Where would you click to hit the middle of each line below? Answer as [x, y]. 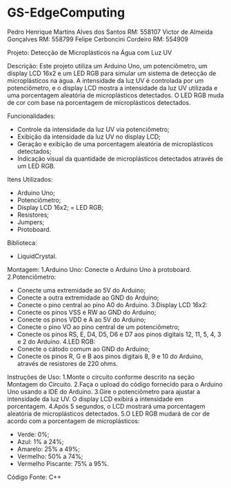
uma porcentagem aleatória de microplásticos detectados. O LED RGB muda [115, 95]
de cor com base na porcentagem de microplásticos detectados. [99, 102]
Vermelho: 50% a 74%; [50, 456]
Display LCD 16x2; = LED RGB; [60, 207]
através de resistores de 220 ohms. [68, 363]
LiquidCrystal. [37, 256]
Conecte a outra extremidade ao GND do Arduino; [88, 297]
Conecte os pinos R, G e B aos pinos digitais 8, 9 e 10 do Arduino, [110, 356]
